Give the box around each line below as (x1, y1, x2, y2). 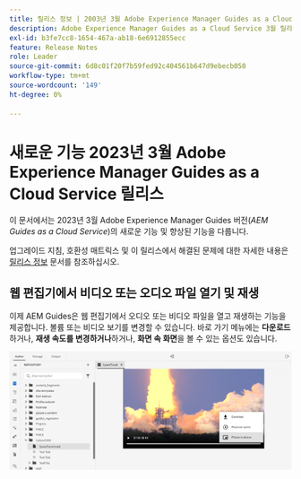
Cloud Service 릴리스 (9, 184, 164, 204)
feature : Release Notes (9, 43, 99, 52)
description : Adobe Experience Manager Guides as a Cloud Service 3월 (9, 23, 277, 33)
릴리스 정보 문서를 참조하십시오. (9, 257, 120, 267)
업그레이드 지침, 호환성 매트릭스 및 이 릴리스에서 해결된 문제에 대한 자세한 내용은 (9, 245, 289, 256)
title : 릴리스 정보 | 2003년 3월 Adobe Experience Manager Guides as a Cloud (9, 14, 294, 23)
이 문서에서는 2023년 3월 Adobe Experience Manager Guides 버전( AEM (9, 215, 269, 226)
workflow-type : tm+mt (9, 72, 90, 81)
